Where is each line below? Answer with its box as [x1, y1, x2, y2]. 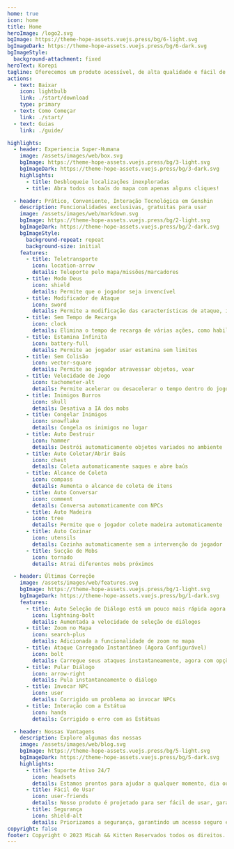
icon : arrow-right [32, 670, 86, 677]
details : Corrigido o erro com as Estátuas [32, 715, 160, 722]
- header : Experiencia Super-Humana [13, 146, 120, 153]
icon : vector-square [32, 360, 92, 367]
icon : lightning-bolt [32, 611, 95, 619]
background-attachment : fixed [13, 56, 101, 63]
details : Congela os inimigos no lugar [32, 424, 148, 431]
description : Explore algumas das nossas [19, 735, 141, 742]
